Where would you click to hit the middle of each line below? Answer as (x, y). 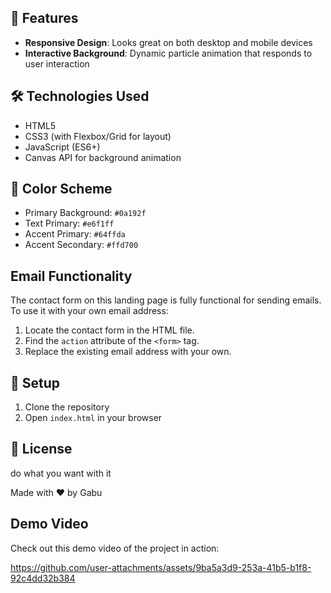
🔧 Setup (35, 382)
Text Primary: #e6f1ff (69, 223)
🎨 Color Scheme (61, 189)
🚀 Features (44, 18)
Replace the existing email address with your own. (128, 352)
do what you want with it (61, 473)
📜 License (41, 449)
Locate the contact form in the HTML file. (109, 330)
